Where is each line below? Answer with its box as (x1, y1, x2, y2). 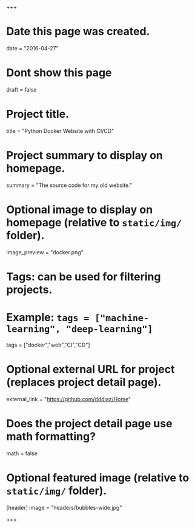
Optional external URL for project (6, 362, 175, 376)
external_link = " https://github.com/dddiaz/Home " (6, 395, 131, 402)
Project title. (6, 107, 70, 121)
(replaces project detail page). (6, 376, 162, 389)
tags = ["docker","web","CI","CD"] (6, 341, 90, 348)
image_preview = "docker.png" (6, 248, 84, 256)
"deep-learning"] (65, 323, 153, 335)
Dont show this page (6, 66, 112, 80)
